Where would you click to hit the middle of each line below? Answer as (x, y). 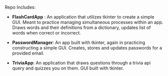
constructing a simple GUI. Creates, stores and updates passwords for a (87, 48)
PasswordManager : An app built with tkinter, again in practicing (78, 42)
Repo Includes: (20, 7)
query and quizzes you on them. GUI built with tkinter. (68, 68)
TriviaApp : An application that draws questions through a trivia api (81, 63)
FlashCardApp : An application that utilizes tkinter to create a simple (83, 17)
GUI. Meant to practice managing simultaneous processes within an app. (88, 22)
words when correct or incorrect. (46, 33)
